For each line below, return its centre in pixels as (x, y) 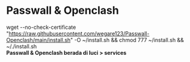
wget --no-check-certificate (41, 27)
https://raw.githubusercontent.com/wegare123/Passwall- (79, 33)
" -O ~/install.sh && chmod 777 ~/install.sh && (127, 40)
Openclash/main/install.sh (38, 40)
